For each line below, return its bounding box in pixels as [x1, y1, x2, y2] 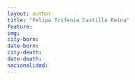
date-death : [7, 56, 42, 63]
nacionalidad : [7, 62, 49, 69]
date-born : [7, 42, 39, 49]
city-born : [7, 36, 39, 43]
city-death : [7, 49, 42, 56]
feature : [7, 23, 33, 30]
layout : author [7, 10, 52, 17]
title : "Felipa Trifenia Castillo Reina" [7, 17, 130, 24]
